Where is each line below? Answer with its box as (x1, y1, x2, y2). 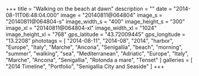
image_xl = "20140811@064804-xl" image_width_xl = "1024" (5, 24, 157, 31)
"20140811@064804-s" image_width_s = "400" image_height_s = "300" (5, 18, 185, 25)
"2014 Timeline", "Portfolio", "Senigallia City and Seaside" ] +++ (5, 63, 165, 70)
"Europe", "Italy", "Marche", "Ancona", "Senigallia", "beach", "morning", (5, 43, 183, 51)
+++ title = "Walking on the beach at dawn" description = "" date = (5, 5, 172, 12)
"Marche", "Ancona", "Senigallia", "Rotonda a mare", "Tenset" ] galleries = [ (5, 57, 193, 63)
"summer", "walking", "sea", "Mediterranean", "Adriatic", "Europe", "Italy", (5, 50, 189, 57)
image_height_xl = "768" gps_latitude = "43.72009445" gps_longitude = (5, 31, 186, 38)
